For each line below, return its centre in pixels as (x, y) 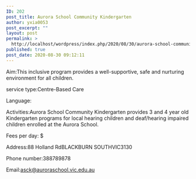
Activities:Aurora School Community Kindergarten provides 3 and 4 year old (97, 112)
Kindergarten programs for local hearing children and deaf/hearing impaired (97, 118)
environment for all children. (40, 78)
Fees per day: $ (25, 136)
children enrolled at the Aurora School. (52, 124)
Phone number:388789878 (38, 158)
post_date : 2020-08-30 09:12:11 (45, 55)
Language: (19, 101)
